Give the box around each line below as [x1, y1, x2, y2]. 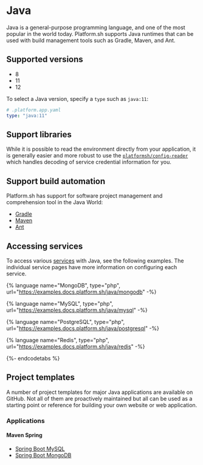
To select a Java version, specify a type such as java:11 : [6, 95, 149, 102]
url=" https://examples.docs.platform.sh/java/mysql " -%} [6, 306, 148, 314]
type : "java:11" [6, 112, 47, 119]
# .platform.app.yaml [6, 107, 61, 113]
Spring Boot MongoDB [15, 451, 72, 459]
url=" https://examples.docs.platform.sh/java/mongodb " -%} [6, 288, 157, 295]
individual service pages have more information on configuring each [6, 263, 177, 270]
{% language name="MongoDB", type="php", [6, 281, 120, 289]
